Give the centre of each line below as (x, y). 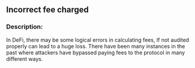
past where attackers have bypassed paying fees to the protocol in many (96, 52)
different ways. (24, 58)
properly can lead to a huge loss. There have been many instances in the (96, 46)
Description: (24, 27)
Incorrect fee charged (48, 10)
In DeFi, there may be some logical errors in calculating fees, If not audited (98, 40)
